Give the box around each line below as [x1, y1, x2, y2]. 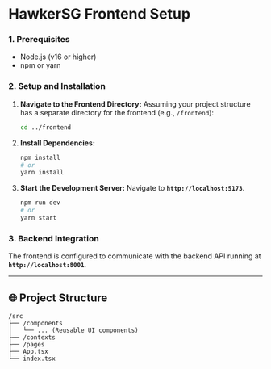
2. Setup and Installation [8, 81, 106, 92]
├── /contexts [8, 333, 56, 342]
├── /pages [8, 341, 45, 349]
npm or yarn [19, 61, 61, 70]
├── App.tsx [8, 348, 48, 356]
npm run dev [19, 199, 60, 207]
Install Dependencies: [19, 138, 95, 148]
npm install [19, 153, 60, 161]
